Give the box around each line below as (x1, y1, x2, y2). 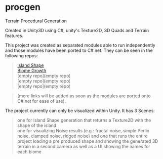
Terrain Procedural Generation (5, 18, 67, 24)
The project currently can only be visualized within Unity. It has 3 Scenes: (5, 108, 155, 114)
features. (5, 33, 24, 39)
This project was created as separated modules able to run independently (5, 42, 156, 48)
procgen (5, 1, 41, 13)
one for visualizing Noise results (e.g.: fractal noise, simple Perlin (17, 127, 150, 133)
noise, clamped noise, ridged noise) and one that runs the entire (17, 133, 148, 139)
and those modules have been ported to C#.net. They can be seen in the (5, 47, 153, 53)
